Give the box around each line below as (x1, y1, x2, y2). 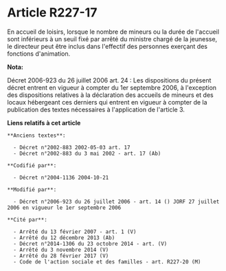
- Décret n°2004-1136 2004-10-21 (13, 174, 109, 181)
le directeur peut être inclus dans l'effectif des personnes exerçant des (7, 42, 208, 50)
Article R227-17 (7, 5, 98, 21)
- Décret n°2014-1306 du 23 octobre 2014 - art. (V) (13, 240, 168, 247)
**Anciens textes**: (7, 132, 67, 139)
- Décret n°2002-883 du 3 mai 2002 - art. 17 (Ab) (13, 150, 161, 157)
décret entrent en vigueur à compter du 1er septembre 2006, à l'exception (7, 83, 217, 91)
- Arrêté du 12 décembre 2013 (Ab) (13, 234, 115, 241)
